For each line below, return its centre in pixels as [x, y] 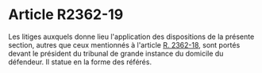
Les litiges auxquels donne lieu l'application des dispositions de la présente [131, 36]
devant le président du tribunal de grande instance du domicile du [116, 53]
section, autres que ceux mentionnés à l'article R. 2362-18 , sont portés [124, 44]
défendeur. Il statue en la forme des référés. [80, 62]
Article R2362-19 [66, 15]
